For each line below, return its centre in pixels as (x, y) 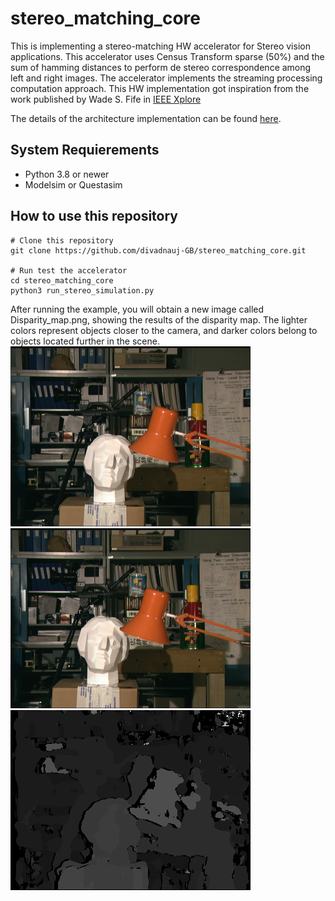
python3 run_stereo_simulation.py (82, 290)
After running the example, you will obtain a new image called (137, 309)
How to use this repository (94, 216)
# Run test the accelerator (69, 270)
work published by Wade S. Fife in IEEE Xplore (106, 99)
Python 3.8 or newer (67, 174)
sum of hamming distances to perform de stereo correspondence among (161, 67)
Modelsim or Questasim (73, 184)
